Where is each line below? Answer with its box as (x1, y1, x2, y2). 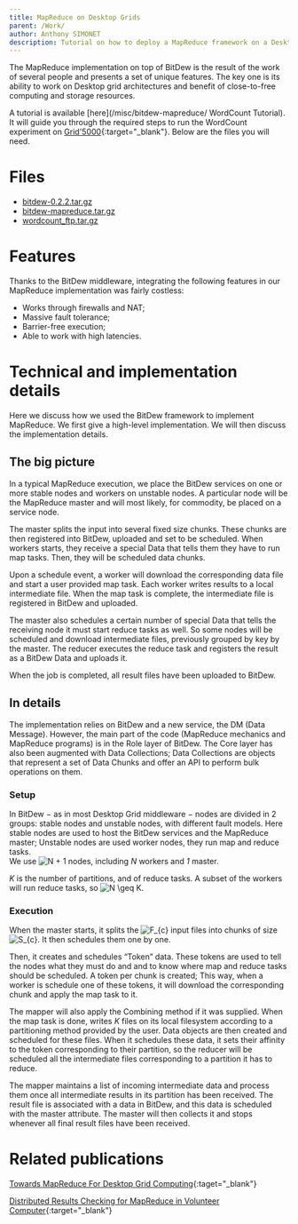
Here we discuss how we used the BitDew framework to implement (9, 410, 255, 421)
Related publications (9, 1149, 164, 1169)
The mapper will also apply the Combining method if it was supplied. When (9, 1006, 284, 1017)
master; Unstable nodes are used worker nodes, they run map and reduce (9, 837, 279, 847)
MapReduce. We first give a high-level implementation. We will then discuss (9, 419, 286, 431)
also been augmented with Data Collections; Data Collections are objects (9, 747, 276, 758)
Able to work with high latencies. (21, 330, 142, 342)
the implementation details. (9, 429, 108, 440)
